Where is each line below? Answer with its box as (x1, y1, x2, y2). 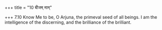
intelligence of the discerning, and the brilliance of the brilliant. (4, 19, 131, 25)
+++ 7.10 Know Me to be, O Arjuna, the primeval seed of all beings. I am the (4, 15, 158, 20)
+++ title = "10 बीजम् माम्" (4, 5, 52, 10)
